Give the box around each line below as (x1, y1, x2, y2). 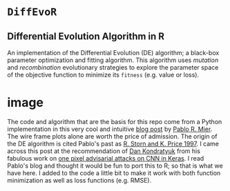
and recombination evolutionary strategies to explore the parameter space (7, 63, 219, 71)
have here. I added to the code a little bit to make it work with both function (7, 168, 221, 177)
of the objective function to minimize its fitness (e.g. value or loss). (7, 71, 199, 79)
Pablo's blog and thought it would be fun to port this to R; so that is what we (7, 161, 223, 170)
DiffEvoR (7, 6, 57, 19)
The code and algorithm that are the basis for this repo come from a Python (7, 117, 222, 125)
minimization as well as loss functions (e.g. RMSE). (7, 176, 152, 184)
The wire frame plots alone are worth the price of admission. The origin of (7, 132, 218, 140)
